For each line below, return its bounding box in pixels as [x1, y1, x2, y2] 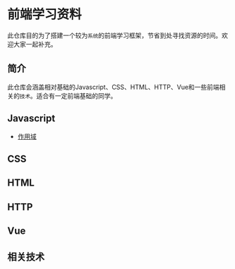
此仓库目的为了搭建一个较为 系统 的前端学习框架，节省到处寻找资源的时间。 [7, 31, 222, 40]
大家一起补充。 [13, 40, 57, 48]
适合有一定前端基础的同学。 [36, 91, 117, 100]
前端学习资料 [7, 6, 83, 23]
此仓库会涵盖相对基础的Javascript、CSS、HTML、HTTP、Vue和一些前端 [7, 83, 220, 91]
